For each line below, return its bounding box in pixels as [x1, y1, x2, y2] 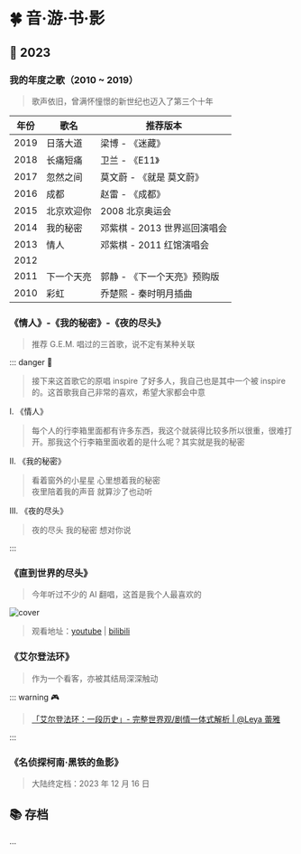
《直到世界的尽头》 [9, 567, 93, 579]
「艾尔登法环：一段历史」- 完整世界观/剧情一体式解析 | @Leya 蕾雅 [31, 713, 281, 724]
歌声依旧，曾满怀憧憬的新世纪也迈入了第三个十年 [31, 96, 214, 107]
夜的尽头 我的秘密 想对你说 [31, 525, 132, 536]
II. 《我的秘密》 [9, 455, 66, 466]
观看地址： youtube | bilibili [31, 625, 131, 637]
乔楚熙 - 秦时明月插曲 [100, 286, 193, 299]
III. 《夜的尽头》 [9, 505, 68, 516]
